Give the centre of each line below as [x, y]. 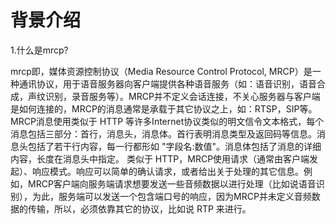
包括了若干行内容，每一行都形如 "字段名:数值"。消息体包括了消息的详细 [174, 146]
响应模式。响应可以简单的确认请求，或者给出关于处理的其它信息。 [167, 171]
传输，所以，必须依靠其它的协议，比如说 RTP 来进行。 [139, 208]
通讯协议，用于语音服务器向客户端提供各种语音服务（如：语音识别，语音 [167, 83]
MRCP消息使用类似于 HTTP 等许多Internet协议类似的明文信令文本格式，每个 [167, 121]
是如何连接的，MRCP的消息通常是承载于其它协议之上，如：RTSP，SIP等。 [164, 108]
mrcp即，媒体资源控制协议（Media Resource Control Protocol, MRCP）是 [161, 71]
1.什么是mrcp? [39, 50]
